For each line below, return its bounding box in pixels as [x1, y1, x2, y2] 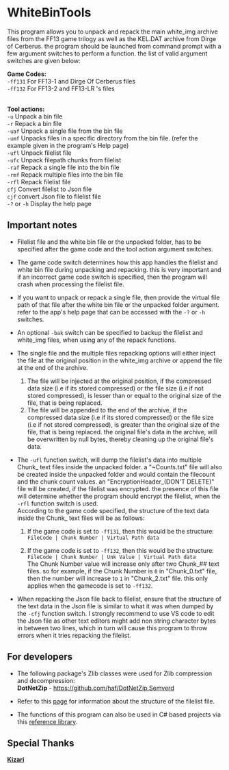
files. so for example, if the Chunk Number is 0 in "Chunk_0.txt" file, [27, 567, 217, 575]
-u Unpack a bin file [7, 112, 63, 121]
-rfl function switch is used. [16, 499, 98, 508]
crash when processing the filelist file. [16, 280, 124, 288]
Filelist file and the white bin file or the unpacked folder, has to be [16, 238, 202, 246]
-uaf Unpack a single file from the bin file [7, 127, 123, 135]
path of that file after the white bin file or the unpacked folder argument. [16, 300, 220, 309]
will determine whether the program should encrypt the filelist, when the [16, 492, 221, 500]
